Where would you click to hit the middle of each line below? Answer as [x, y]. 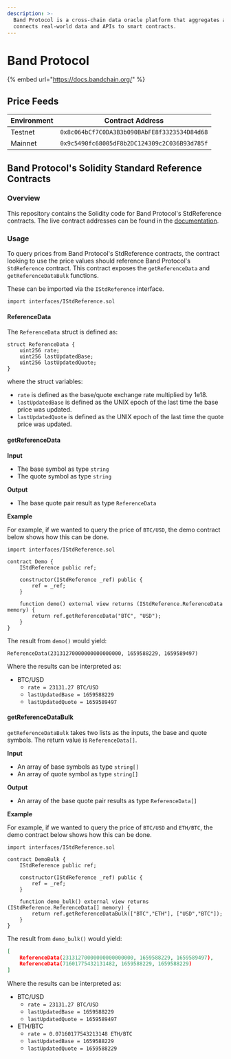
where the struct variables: [45, 382]
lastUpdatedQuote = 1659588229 [72, 1049]
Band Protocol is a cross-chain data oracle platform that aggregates [117, 20]
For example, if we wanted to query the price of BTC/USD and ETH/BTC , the [110, 827]
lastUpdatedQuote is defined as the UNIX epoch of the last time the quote [120, 417]
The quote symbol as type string [64, 476]
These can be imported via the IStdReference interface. [86, 289]
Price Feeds [33, 101]
